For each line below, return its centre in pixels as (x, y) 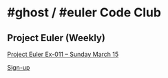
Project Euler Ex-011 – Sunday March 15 (63, 54)
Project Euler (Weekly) (56, 38)
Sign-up (19, 67)
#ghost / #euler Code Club (84, 13)
